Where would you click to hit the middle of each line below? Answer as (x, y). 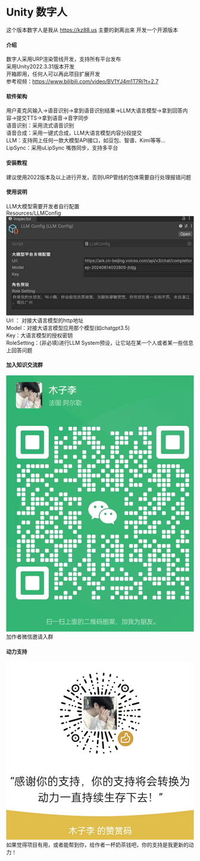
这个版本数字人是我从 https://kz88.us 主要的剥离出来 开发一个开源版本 (92, 30)
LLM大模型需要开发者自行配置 (43, 206)
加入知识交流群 (24, 365)
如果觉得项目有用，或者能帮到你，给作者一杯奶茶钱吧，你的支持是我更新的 (97, 844)
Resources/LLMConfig (34, 213)
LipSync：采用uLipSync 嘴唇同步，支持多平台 (62, 148)
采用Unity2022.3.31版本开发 (40, 67)
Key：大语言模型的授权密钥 (40, 335)
